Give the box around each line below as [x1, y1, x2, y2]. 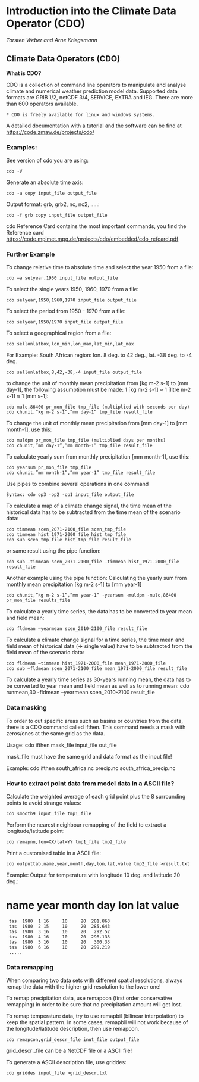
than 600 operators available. [6, 100, 78, 107]
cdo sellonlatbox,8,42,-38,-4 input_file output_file [6, 369, 143, 376]
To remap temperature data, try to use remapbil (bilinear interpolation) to [6, 1012, 184, 1019]
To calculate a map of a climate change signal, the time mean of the [6, 502, 172, 510]
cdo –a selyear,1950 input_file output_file [6, 275, 118, 281]
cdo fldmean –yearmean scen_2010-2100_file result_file [6, 626, 147, 632]
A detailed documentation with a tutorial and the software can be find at [6, 122, 182, 129]
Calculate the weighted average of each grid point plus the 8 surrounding [6, 793, 186, 800]
